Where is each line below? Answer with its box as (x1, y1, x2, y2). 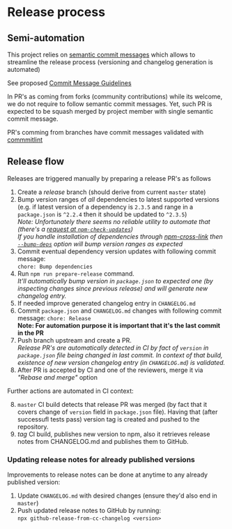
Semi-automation (7, 32, 85, 44)
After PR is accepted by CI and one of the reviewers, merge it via (17, 366, 203, 374)
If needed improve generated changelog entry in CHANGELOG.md (17, 299, 196, 307)
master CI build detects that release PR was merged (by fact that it (17, 400, 208, 408)
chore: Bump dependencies (17, 263, 93, 270)
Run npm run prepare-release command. (17, 269, 134, 278)
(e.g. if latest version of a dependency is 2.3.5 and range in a (17, 202, 194, 211)
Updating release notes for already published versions (7, 454, 195, 464)
